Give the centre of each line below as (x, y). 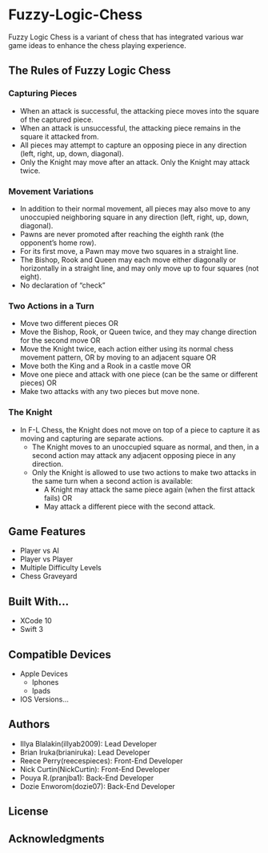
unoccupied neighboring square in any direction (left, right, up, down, (134, 217)
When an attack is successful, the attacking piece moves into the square (140, 111)
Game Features (47, 531)
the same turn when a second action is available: (112, 481)
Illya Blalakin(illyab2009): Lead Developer (88, 743)
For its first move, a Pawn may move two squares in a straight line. (129, 251)
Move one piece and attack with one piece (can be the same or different (139, 375)
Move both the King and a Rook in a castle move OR (106, 366)
